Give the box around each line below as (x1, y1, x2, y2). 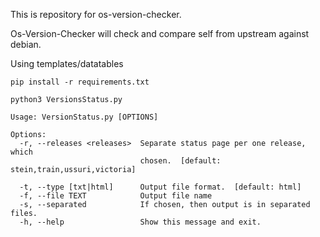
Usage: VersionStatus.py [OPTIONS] (10, 112, 159, 122)
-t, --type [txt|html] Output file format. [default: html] (19, 182, 302, 192)
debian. (10, 39, 42, 50)
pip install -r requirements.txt (10, 77, 150, 87)
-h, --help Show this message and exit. (19, 217, 262, 227)
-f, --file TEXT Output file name (19, 191, 213, 201)
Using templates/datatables (10, 58, 124, 69)
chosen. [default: (139, 156, 222, 166)
